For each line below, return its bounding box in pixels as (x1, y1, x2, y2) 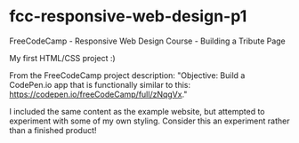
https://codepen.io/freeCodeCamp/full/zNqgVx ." (9, 89, 188, 99)
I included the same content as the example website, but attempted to (9, 106, 265, 116)
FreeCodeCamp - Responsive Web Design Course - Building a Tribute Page (9, 36, 287, 46)
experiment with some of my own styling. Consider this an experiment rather (9, 115, 290, 126)
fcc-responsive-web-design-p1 (9, 6, 247, 27)
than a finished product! (9, 124, 97, 135)
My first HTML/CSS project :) (9, 52, 116, 63)
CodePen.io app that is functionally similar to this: (9, 79, 191, 90)
